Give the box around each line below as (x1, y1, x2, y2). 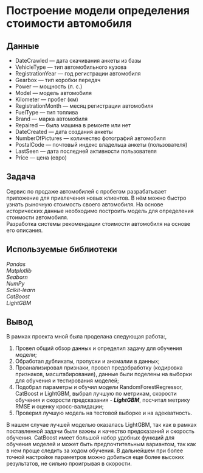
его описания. (6, 226, 43, 234)
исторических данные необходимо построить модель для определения (6, 207, 194, 214)
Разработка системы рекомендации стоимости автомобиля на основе (6, 220, 190, 227)
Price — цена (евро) (15, 154, 67, 161)
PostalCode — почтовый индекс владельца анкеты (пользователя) (15, 141, 188, 148)
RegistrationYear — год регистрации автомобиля (15, 70, 141, 77)
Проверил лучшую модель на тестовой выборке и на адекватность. (15, 409, 193, 417)
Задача (6, 172, 36, 182)
